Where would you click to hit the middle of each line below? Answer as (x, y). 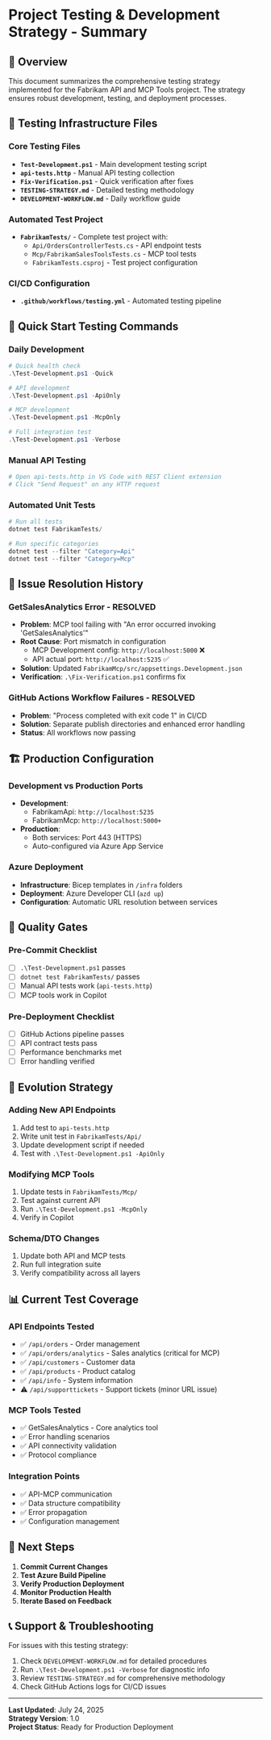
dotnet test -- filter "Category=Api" (72, 551)
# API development (39, 388)
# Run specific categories (54, 544)
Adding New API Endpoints (62, 1110)
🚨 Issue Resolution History (76, 584)
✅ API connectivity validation (68, 1446)
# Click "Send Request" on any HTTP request (84, 485)
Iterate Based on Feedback (66, 1601)
